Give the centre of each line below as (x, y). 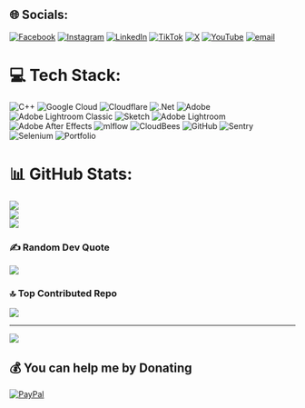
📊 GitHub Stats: (71, 174)
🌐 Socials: (39, 15)
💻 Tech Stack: (65, 75)
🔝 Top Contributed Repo (64, 293)
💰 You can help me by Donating (101, 368)
